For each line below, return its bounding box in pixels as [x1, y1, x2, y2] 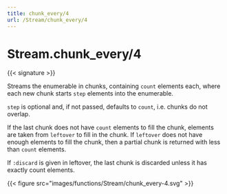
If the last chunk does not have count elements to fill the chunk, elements [7, 123, 215, 131]
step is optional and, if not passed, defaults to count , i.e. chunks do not [7, 103, 208, 111]
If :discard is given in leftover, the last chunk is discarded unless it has [7, 159, 208, 167]
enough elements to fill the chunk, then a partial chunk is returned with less [7, 138, 221, 147]
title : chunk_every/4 [7, 10, 69, 17]
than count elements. [7, 145, 67, 153]
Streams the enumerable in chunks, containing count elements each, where [7, 82, 221, 90]
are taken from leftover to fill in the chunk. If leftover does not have [7, 131, 203, 139]
